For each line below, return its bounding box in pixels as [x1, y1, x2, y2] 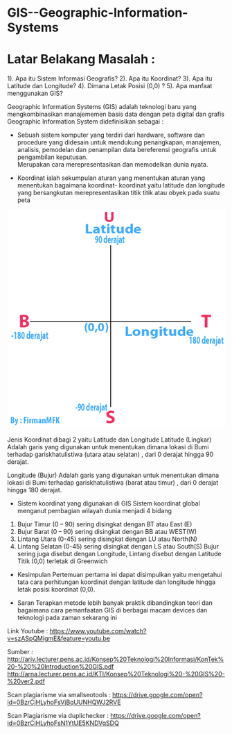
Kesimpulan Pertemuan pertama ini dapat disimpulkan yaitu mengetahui [17, 571, 222, 579]
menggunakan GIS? [7, 89, 64, 98]
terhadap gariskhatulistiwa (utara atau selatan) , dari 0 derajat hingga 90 [7, 450, 214, 459]
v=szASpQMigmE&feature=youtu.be [7, 634, 111, 643]
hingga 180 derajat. [7, 486, 62, 494]
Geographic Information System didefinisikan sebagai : [7, 117, 164, 126]
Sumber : [7, 648, 33, 656]
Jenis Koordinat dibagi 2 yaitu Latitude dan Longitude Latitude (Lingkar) [7, 435, 212, 444]
